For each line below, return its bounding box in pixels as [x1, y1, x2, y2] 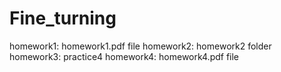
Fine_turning [9, 7, 117, 30]
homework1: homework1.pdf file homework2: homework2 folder [9, 40, 272, 52]
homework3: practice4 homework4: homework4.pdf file [9, 50, 240, 62]
